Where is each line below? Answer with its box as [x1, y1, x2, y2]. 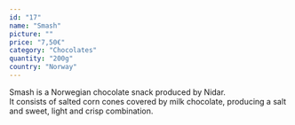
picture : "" [9, 29, 53, 38]
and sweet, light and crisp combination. [9, 105, 154, 116]
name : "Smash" [9, 21, 62, 30]
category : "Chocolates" [9, 46, 98, 55]
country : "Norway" [9, 63, 77, 72]
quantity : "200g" [9, 54, 74, 63]
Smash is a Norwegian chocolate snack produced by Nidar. [9, 86, 227, 98]
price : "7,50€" [9, 37, 66, 47]
